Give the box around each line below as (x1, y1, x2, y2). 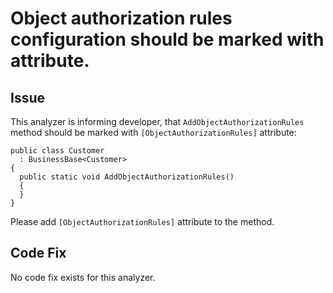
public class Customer (10, 146, 105, 156)
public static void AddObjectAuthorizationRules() (19, 172, 235, 182)
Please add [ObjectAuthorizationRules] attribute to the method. (10, 216, 275, 227)
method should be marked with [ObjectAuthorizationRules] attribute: (10, 127, 297, 138)
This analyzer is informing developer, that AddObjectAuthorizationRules (10, 116, 305, 127)
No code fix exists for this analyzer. (10, 271, 156, 283)
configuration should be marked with (10, 28, 325, 51)
